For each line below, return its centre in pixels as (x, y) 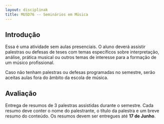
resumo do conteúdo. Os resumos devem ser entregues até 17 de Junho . (80, 116)
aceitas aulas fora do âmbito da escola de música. (57, 77)
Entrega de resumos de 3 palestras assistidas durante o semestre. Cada (79, 105)
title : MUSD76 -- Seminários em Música (47, 14)
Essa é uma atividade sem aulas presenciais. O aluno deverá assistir (75, 47)
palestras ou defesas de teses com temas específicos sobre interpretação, (82, 52)
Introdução (23, 35)
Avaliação (21, 93)
